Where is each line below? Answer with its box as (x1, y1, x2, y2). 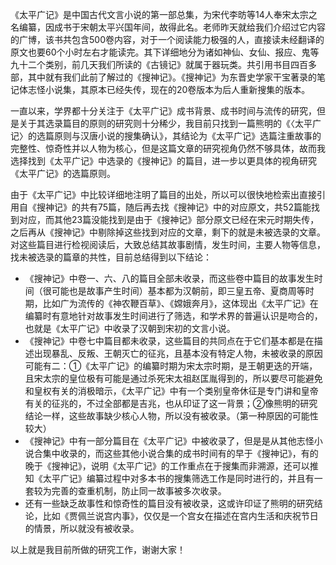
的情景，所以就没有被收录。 (24, 523, 140, 534)
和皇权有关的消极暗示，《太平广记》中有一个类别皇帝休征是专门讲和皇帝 (24, 385, 319, 397)
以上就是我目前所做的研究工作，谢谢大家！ (10, 544, 186, 555)
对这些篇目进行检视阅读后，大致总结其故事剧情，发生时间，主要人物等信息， (10, 239, 326, 250)
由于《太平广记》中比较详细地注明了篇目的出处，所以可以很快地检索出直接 (10, 189, 317, 200)
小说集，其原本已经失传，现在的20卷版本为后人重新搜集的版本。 (44, 84, 311, 95)
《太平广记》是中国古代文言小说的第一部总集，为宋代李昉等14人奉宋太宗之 (10, 9, 318, 20)
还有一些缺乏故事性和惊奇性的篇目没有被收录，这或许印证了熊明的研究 (24, 498, 315, 509)
